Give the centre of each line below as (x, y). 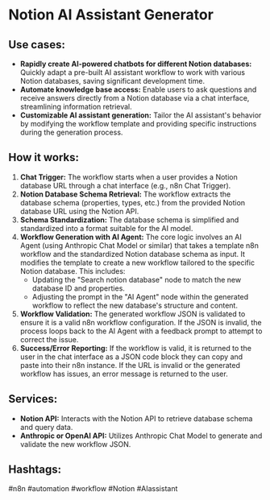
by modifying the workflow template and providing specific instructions (138, 124)
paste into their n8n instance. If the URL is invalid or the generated (130, 365)
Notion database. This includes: (73, 271)
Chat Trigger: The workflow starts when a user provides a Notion (129, 177)
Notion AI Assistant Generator (111, 15)
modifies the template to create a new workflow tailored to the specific (137, 262)
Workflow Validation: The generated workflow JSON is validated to (133, 314)
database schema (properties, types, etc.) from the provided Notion (133, 202)
